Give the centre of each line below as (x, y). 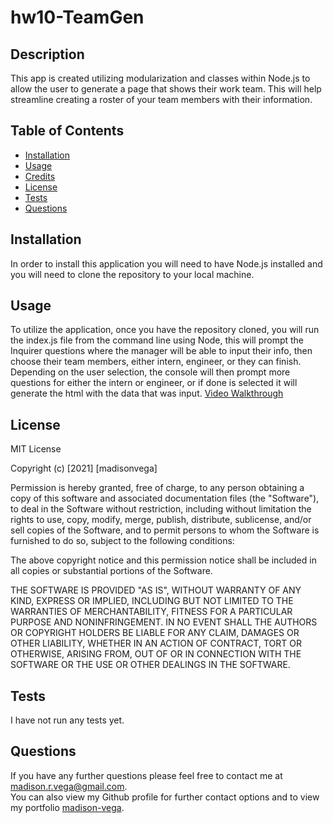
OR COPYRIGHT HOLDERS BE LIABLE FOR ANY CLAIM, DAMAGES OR (155, 633)
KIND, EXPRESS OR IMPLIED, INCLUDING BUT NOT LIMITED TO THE (152, 601)
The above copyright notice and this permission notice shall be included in (163, 560)
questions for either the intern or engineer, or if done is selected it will (154, 383)
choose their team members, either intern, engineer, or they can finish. (156, 362)
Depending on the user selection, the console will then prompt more (150, 372)
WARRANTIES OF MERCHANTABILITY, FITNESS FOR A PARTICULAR (151, 612)
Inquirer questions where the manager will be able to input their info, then (161, 351)
